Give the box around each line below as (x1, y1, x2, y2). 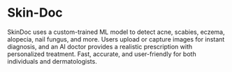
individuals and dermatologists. (7, 57, 98, 65)
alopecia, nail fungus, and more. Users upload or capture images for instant (7, 35, 225, 43)
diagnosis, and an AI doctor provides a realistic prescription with (7, 42, 193, 51)
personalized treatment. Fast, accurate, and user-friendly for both (7, 50, 197, 58)
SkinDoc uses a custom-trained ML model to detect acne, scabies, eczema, (7, 28, 225, 36)
